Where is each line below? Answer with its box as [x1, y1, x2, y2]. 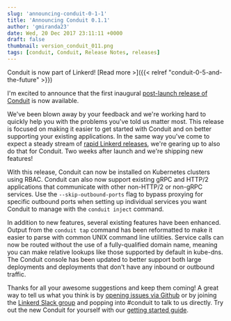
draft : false [7, 36, 45, 43]
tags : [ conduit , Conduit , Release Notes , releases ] [7, 49, 160, 56]
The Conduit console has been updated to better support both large [7, 255, 202, 263]
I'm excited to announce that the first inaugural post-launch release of [7, 88, 208, 97]
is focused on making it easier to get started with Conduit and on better [7, 125, 212, 133]
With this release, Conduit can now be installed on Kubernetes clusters [7, 168, 210, 176]
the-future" [7, 75, 40, 84]
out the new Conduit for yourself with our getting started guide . [7, 306, 189, 314]
